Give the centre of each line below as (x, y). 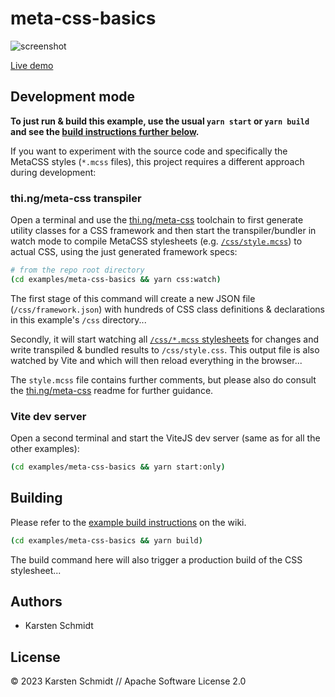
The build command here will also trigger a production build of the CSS (156, 559)
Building (36, 498)
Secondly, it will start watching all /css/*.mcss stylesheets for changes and (165, 339)
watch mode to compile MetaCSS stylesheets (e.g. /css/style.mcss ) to (156, 241)
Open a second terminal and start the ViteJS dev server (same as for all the (165, 438)
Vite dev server (48, 416)
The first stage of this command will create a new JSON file (133, 298)
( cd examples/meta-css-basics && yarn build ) (106, 540)
